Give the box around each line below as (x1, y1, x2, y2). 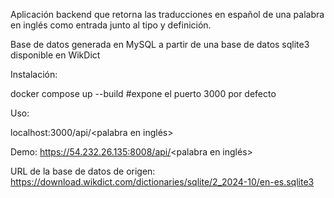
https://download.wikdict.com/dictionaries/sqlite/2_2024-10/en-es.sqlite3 (10, 176, 315, 188)
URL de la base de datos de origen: (10, 165, 156, 177)
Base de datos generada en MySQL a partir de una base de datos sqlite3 (10, 39, 310, 50)
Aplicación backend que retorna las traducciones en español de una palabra (10, 9, 325, 20)
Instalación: (10, 69, 58, 80)
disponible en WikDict (10, 49, 101, 61)
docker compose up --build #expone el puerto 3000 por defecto (10, 88, 277, 99)
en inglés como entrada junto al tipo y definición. (10, 19, 212, 31)
